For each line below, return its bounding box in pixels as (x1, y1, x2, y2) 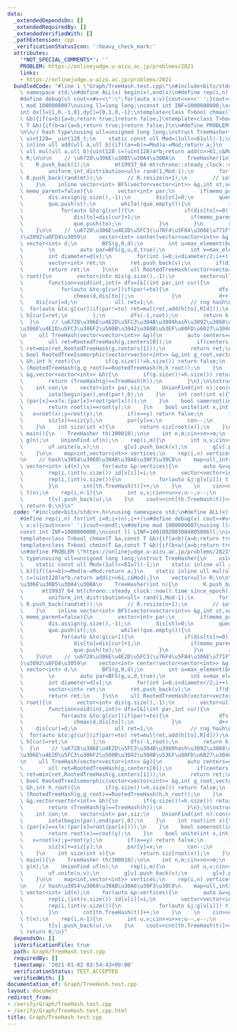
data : (7, 10, 23, 18)
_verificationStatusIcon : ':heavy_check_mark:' (13, 43, 157, 50)
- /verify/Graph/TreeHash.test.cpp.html (7, 1007, 128, 1014)
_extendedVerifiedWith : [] (13, 30, 93, 37)
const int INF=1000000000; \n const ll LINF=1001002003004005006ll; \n (20, 528, 226, 535)
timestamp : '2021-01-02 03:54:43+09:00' (13, 961, 134, 969)
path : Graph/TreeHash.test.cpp (13, 948, 106, 955)
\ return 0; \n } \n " (20, 502, 74, 509)
